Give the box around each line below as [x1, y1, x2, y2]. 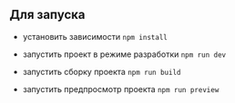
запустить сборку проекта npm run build [22, 66, 181, 77]
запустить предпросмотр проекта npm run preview [22, 83, 220, 94]
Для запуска [9, 7, 86, 23]
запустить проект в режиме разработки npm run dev [22, 49, 226, 60]
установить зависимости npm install [22, 31, 169, 42]
